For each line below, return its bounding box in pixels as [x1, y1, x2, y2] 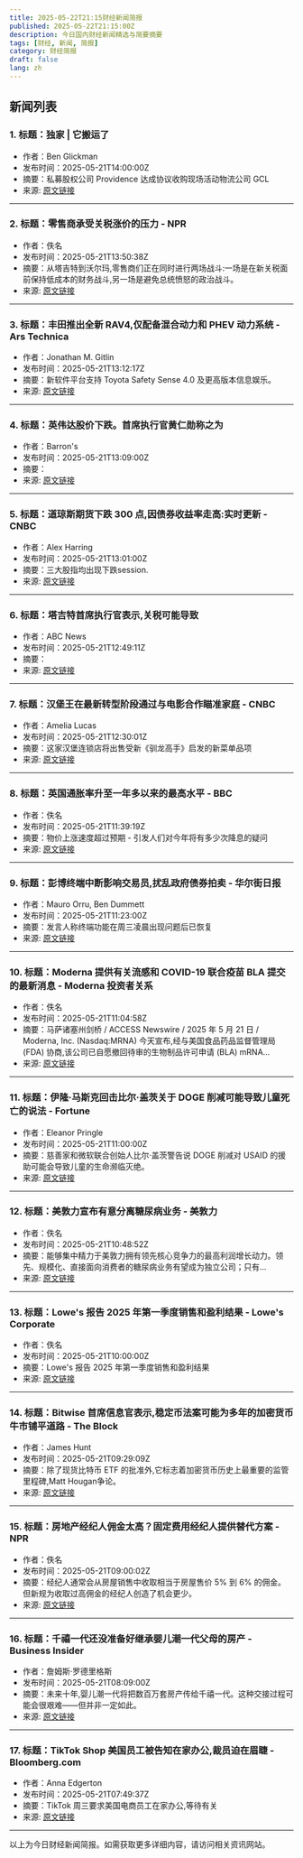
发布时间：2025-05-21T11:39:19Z [22, 820, 146, 831]
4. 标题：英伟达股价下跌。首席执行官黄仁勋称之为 [9, 419, 224, 431]
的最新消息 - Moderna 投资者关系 [9, 979, 153, 992]
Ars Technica [9, 330, 69, 343]
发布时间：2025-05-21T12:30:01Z [22, 732, 147, 743]
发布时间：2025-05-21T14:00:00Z [22, 162, 150, 172]
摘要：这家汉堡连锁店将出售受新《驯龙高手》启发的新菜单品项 [22, 743, 252, 753]
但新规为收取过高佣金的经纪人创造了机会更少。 [22, 1587, 197, 1598]
